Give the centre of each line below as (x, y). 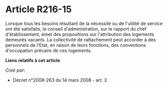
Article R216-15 (38, 9)
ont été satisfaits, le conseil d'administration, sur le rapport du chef (76, 28)
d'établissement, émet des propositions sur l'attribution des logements (80, 34)
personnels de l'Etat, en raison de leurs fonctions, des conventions (76, 45)
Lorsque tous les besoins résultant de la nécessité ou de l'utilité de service (84, 23)
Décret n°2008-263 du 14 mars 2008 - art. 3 (60, 80)
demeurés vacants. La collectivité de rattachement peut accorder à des (81, 40)
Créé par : (15, 70)
